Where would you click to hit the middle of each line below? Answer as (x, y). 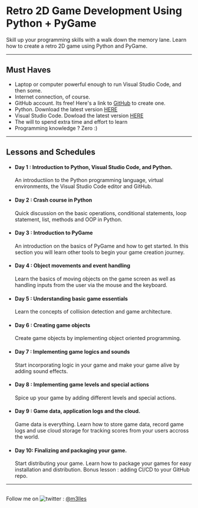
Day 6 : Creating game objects (52, 325)
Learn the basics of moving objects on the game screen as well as (95, 279)
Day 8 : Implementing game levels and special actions (82, 385)
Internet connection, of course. (52, 97)
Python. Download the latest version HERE (66, 109)
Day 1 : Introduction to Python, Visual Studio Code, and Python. (93, 167)
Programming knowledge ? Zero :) (56, 128)
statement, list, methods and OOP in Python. (68, 219)
